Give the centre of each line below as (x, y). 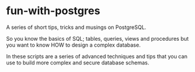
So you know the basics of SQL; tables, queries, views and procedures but (97, 38)
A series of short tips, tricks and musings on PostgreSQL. (76, 27)
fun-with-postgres (53, 11)
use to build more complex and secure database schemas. (78, 63)
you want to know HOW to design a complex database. (73, 45)
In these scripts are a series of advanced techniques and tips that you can (97, 56)
